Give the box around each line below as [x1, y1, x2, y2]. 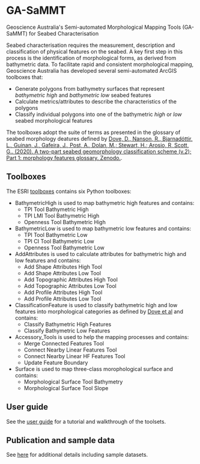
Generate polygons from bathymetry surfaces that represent [14, 85, 165, 92]
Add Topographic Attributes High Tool [23, 276, 118, 283]
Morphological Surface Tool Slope [23, 384, 109, 391]
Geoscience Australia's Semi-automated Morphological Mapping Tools [6, 23, 181, 31]
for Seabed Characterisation [29, 29, 99, 37]
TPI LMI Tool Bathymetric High [23, 212, 100, 219]
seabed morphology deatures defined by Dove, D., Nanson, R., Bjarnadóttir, [6, 135, 193, 142]
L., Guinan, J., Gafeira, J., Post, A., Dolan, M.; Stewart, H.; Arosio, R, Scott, [6, 141, 189, 148]
